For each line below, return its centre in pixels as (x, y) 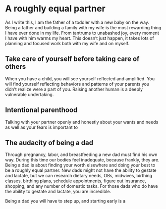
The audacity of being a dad (49, 142)
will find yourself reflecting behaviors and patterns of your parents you (77, 84)
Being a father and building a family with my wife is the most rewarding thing (83, 27)
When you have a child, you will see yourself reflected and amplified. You (80, 78)
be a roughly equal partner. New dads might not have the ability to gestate (81, 170)
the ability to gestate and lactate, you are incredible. (58, 192)
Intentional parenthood (41, 110)
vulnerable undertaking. (29, 94)
